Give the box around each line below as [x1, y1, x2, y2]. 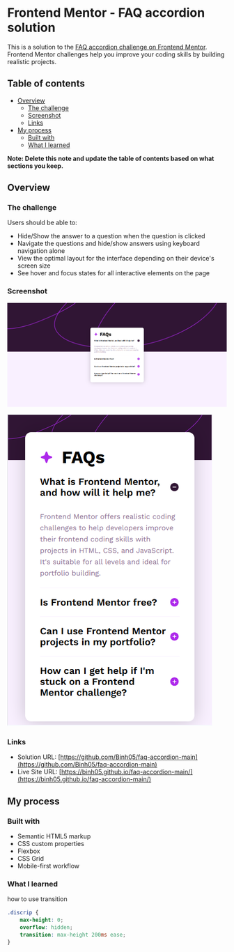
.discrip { [7, 909, 39, 916]
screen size [17, 261, 51, 270]
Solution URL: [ [17, 753, 61, 761]
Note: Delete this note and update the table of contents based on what [7, 154, 214, 162]
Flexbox [17, 847, 40, 855]
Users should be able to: [7, 218, 78, 227]
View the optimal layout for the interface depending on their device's [17, 254, 214, 263]
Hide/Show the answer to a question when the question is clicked [17, 232, 205, 240]
